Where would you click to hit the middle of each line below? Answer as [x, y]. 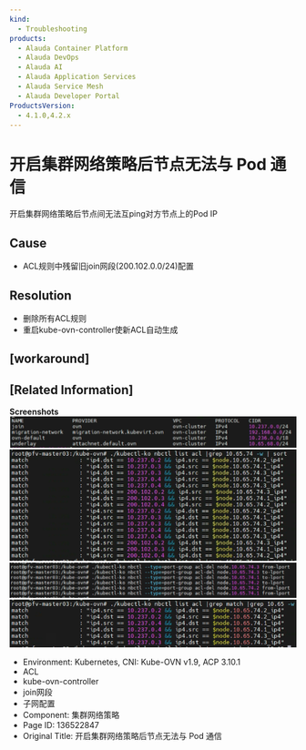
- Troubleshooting [53, 29]
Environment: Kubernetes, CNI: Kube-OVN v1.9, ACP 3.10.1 [132, 662]
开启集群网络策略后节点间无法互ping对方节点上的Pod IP [114, 214]
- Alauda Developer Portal [69, 96]
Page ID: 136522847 [61, 725]
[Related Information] [71, 390]
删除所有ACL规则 [55, 318]
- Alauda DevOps [48, 58]
